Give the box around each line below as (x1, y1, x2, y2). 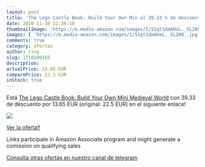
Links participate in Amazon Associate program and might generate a (6, 136, 181, 143)
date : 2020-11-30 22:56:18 (6, 20, 75, 26)
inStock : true (6, 77, 43, 83)
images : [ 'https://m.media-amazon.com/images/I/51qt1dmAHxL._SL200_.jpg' (6, 32, 201, 38)
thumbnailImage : (6, 26, 48, 32)
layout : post (6, 9, 40, 15)
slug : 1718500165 (6, 54, 51, 61)
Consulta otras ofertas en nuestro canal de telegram (6, 154, 138, 161)
